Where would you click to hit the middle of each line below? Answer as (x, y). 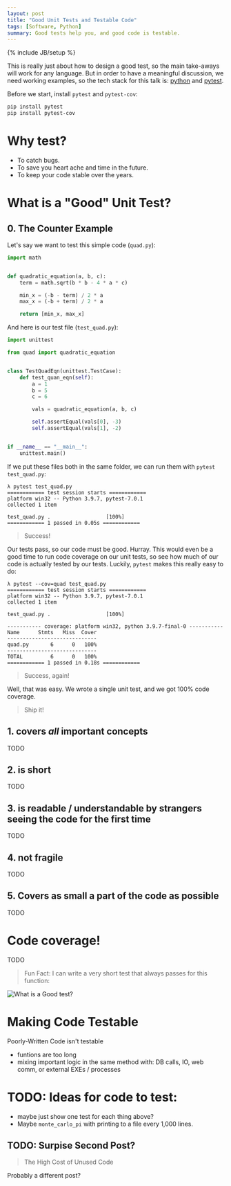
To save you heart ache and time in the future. (82, 168)
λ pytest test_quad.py (40, 486)
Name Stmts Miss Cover (52, 632)
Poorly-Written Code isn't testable (55, 1041)
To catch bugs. (38, 160)
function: (37, 980)
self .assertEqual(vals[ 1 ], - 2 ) (77, 429)
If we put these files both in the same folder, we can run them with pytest (111, 466)
